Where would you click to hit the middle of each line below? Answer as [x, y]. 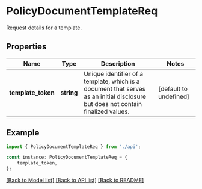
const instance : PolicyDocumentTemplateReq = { [67, 158]
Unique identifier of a [114, 73]
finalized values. [107, 111]
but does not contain [113, 104]
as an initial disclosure [115, 96]
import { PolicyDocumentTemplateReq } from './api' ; [74, 147]
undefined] [174, 96]
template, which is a [112, 81]
